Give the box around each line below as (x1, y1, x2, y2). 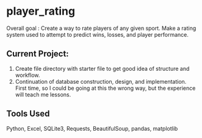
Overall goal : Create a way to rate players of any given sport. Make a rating (6, 24, 197, 32)
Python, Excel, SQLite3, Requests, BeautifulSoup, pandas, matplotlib (6, 125, 178, 132)
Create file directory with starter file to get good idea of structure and (15, 65, 190, 72)
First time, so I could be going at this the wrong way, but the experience (15, 84, 196, 92)
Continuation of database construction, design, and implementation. (15, 78, 187, 85)
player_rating (6, 4, 75, 18)
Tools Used (6, 109, 50, 119)
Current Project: (6, 49, 69, 59)
